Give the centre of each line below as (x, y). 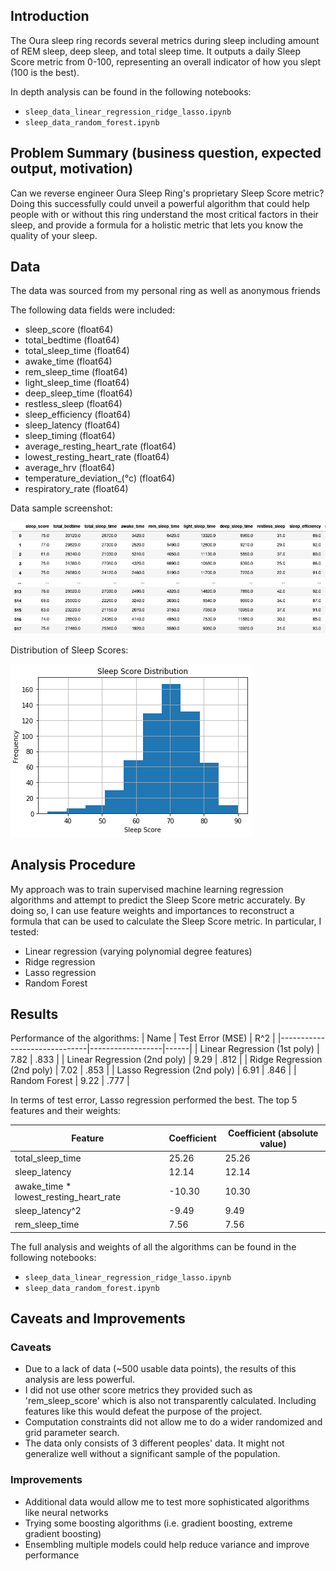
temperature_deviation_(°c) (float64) (100, 478)
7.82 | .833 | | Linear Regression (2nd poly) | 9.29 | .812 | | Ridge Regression (166, 1060)
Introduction (50, 16)
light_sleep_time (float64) (77, 383)
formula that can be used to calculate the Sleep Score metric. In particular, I (166, 921)
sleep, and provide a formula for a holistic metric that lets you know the (157, 225)
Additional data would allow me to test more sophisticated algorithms (167, 1501)
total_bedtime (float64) (72, 340)
